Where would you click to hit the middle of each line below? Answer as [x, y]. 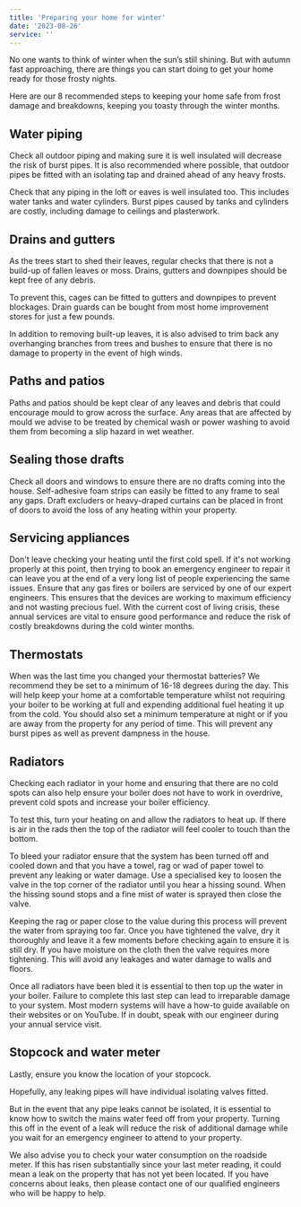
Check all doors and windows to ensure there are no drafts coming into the [147, 481]
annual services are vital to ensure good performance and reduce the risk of [150, 617]
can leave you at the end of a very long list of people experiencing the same [150, 579]
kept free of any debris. [52, 280]
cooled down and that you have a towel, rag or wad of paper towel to [137, 866]
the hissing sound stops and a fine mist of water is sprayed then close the [146, 895]
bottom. [24, 839]
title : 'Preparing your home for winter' [88, 17]
